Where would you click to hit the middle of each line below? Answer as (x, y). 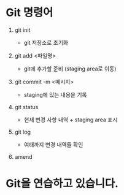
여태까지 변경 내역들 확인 (53, 144)
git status (26, 107)
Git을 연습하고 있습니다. (62, 184)
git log (23, 132)
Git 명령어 (29, 13)
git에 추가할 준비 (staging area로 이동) (70, 69)
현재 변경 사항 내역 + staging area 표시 (71, 120)
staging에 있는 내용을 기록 (55, 94)
